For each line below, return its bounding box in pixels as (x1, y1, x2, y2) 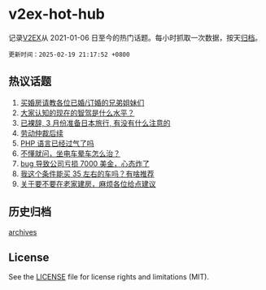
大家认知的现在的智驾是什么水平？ (20, 107, 135, 118)
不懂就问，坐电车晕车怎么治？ (20, 148, 120, 158)
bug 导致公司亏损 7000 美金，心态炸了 (20, 158, 150, 168)
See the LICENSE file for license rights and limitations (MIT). (8, 272, 210, 282)
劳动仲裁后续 (20, 128, 63, 138)
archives (8, 227, 37, 236)
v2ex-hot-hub (8, 5, 106, 24)
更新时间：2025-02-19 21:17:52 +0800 (8, 50, 130, 58)
